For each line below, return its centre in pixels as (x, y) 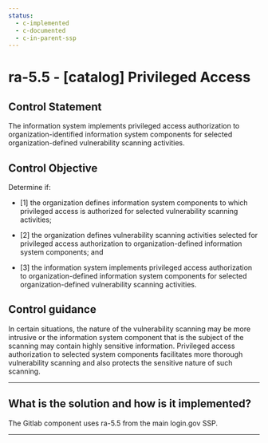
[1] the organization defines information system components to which (134, 203)
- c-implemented (42, 23)
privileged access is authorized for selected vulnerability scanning (129, 212)
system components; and (61, 252)
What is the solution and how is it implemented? (130, 404)
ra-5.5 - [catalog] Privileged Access (130, 77)
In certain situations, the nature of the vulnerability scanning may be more (130, 329)
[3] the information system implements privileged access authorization (136, 267)
